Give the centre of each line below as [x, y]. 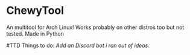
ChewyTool [35, 11]
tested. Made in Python [35, 33]
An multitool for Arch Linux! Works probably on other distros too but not [95, 27]
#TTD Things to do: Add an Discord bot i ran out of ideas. [78, 45]
